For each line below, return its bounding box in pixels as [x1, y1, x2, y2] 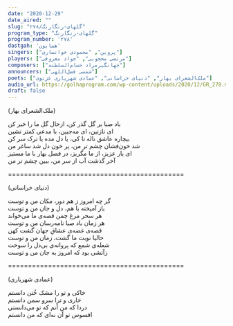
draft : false [8, 87, 46, 94]
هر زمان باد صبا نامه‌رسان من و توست [8, 219, 105, 227]
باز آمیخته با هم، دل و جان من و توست [8, 204, 106, 212]
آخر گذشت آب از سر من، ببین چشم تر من [8, 156, 116, 165]
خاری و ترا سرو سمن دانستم [8, 296, 82, 305]
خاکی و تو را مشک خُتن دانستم [8, 289, 86, 297]
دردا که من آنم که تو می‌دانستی [8, 303, 88, 311]
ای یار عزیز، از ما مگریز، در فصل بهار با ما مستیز [8, 150, 132, 158]
